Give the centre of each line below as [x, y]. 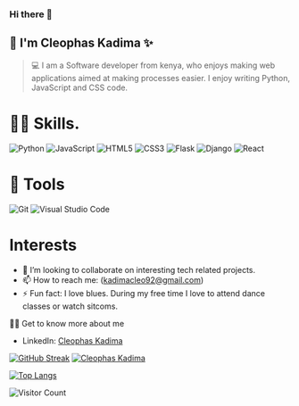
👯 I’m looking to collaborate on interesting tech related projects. [139, 269]
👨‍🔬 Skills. [45, 123]
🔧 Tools [37, 184]
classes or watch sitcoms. [70, 306]
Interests [43, 245]
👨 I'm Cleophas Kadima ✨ [81, 43]
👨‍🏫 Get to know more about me [67, 323]
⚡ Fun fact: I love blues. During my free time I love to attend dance [144, 293]
